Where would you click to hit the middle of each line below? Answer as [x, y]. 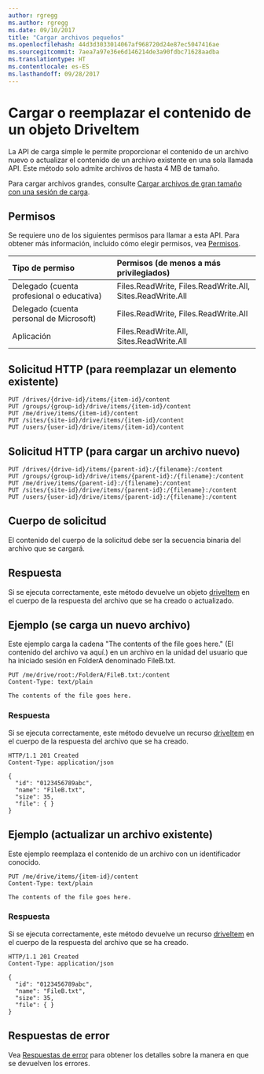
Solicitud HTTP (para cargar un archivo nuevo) [125, 451]
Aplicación [31, 337]
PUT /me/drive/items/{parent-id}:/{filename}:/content [100, 483]
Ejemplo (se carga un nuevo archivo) [99, 625]
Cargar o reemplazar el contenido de [130, 113]
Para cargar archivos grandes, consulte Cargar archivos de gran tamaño [125, 183]
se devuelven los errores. [49, 1063]
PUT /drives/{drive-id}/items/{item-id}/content [89, 400]
